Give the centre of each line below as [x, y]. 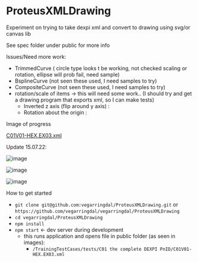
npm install [29, 224]
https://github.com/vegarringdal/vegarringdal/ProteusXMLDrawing [97, 211]
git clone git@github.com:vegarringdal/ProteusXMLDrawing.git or [96, 204]
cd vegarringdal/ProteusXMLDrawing [59, 217]
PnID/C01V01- [176, 249]
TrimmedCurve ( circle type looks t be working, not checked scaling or [101, 68]
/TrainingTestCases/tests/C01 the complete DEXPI [95, 249]
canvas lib [19, 33]
